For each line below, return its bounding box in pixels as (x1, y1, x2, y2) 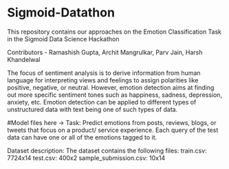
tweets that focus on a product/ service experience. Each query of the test (7, 126, 219, 134)
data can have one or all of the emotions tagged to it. (7, 133, 157, 142)
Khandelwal (7, 55, 41, 63)
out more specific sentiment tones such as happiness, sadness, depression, (7, 91, 222, 99)
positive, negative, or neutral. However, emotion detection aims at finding (7, 83, 215, 91)
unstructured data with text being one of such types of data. (7, 105, 178, 113)
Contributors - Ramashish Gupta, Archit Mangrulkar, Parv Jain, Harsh (7, 48, 203, 56)
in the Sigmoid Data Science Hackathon (7, 34, 120, 43)
